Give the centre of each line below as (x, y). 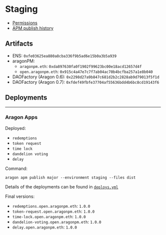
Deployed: (16, 128)
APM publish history (33, 28)
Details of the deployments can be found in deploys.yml (62, 186)
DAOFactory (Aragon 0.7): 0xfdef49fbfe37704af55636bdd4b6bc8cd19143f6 (86, 82)
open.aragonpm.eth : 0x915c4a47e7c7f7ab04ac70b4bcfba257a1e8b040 (86, 71)
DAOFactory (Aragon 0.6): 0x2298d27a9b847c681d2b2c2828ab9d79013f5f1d (86, 77)
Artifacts (19, 44)
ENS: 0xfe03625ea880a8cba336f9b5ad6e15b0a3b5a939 (64, 56)
